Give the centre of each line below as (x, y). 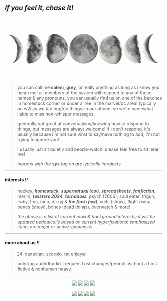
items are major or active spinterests (55, 227)
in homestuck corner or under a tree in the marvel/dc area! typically (86, 103)
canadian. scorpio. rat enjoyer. (56, 254)
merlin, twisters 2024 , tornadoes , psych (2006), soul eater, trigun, (86, 196)
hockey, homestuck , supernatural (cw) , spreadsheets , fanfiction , (86, 191)
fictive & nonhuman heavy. (44, 269)
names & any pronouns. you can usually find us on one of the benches (89, 98)
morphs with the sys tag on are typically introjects (69, 164)
